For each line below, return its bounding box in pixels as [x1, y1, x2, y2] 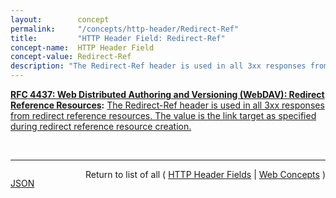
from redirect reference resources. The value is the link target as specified [10, 110, 317, 121]
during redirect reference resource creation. [10, 121, 192, 132]
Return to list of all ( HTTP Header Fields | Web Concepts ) [85, 169, 326, 180]
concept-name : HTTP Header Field [10, 42, 155, 53]
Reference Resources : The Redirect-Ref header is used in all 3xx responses [10, 99, 325, 111]
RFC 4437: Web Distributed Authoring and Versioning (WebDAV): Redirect [10, 89, 325, 100]
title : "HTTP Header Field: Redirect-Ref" [10, 33, 226, 43]
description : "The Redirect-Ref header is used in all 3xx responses [10, 61, 307, 71]
